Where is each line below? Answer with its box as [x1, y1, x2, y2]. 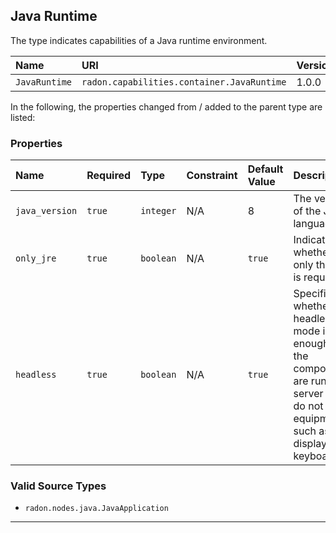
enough [293, 337, 330, 351]
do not [293, 399, 324, 413]
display [293, 437, 328, 451]
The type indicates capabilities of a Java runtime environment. [10, 34, 268, 46]
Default [247, 162, 284, 176]
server [293, 387, 324, 401]
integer [140, 205, 177, 217]
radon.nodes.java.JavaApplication [24, 504, 169, 514]
